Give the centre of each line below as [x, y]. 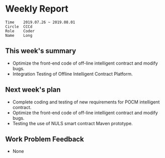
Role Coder [20, 31]
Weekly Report [37, 9]
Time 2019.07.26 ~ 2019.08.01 [40, 22]
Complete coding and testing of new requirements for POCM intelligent [86, 102]
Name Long [19, 35]
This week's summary [41, 51]
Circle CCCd [19, 27]
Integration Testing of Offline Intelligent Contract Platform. [73, 74]
